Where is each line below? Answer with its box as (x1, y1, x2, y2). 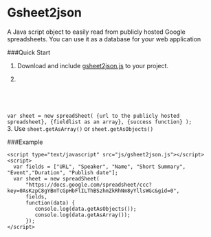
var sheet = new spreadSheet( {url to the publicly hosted (7, 112, 180, 119)
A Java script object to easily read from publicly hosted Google (7, 28, 186, 36)
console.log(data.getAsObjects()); (34, 205, 137, 212)
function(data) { (25, 199, 76, 206)
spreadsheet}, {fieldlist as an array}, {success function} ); (7, 118, 192, 125)
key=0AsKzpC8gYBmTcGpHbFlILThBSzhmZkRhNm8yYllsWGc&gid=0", (7, 187, 180, 194)
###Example (7, 138, 43, 146)
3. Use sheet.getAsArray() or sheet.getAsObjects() (7, 124, 153, 132)
